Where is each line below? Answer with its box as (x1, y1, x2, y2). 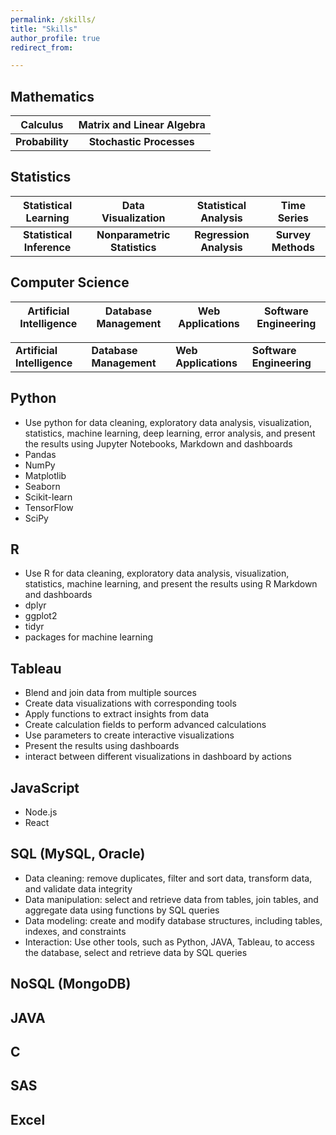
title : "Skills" (10, 24, 78, 34)
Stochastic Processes (88, 135, 195, 149)
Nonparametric (96, 227, 171, 241)
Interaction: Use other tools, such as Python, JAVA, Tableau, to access (24, 936, 315, 948)
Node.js (24, 806, 58, 818)
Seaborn (24, 480, 61, 492)
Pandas (24, 448, 57, 460)
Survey (275, 227, 312, 241)
